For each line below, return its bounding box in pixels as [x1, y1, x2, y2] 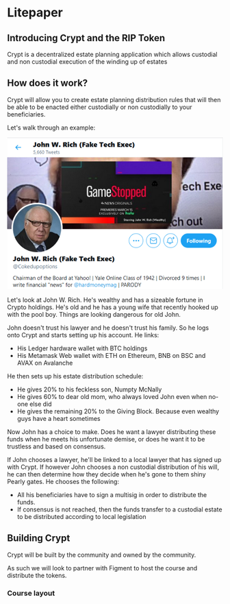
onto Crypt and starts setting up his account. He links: [7, 331, 159, 339]
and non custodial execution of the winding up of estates [7, 58, 168, 66]
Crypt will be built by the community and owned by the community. [7, 551, 196, 559]
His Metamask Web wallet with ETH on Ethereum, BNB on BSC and [16, 352, 206, 360]
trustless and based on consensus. [7, 442, 106, 450]
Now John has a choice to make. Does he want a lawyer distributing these [7, 428, 216, 436]
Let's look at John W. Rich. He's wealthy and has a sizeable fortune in [7, 296, 203, 304]
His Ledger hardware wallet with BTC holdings [16, 344, 148, 352]
